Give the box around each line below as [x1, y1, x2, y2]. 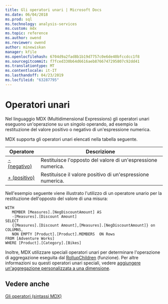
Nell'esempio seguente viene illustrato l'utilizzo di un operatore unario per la [5, 190, 162, 196]
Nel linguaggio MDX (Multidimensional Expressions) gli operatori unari [5, 116, 149, 122]
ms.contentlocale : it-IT [5, 68, 57, 73]
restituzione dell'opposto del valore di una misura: [5, 195, 108, 201]
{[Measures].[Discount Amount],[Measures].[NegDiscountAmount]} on [11, 223, 155, 228]
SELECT [5, 218, 19, 224]
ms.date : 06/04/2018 [5, 12, 48, 17]
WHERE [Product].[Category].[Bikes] [5, 240, 81, 245]
